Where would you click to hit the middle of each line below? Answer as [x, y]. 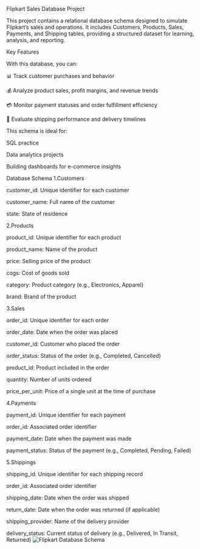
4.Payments [21, 403]
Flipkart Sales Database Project [46, 9]
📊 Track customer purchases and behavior [60, 76]
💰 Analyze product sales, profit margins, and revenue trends [82, 90]
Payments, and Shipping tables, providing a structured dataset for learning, [100, 34]
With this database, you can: [42, 64]
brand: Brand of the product [41, 296]
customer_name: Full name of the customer [61, 202]
